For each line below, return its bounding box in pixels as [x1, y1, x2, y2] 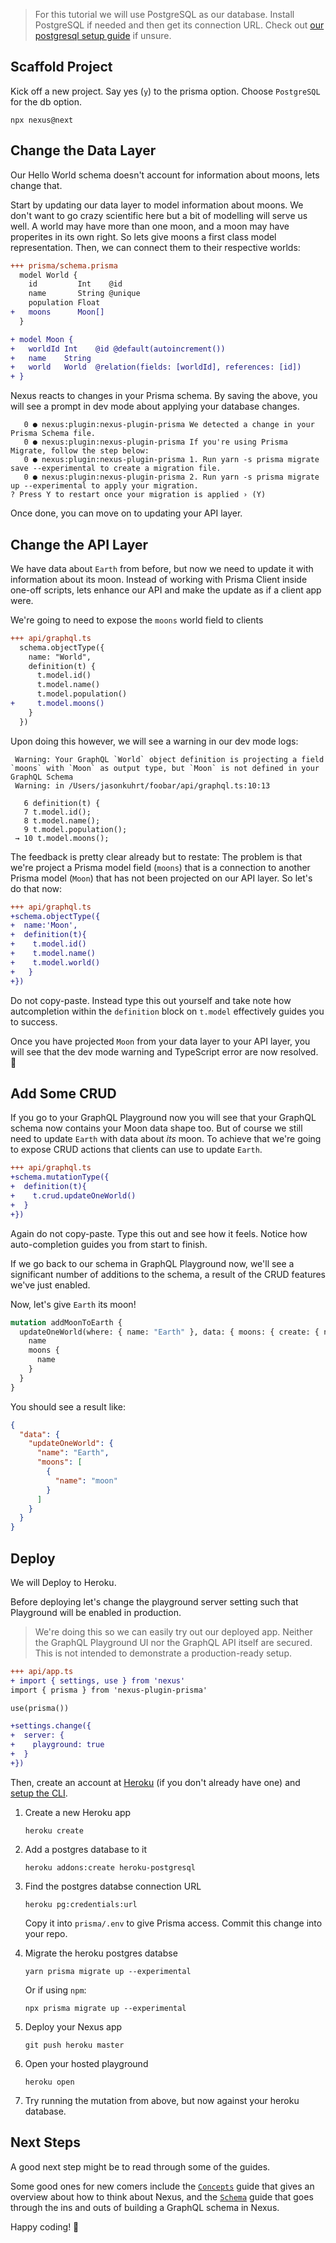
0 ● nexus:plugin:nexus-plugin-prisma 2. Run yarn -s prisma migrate [23, 472, 320, 483]
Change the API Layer [10, 536, 149, 553]
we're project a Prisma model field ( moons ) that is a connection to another [10, 861, 311, 873]
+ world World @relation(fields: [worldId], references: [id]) [10, 362, 302, 373]
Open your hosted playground [24, 2057, 149, 2069]
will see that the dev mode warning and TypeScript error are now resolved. [10, 1045, 319, 1058]
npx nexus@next [10, 115, 74, 125]
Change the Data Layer [10, 142, 157, 159]
